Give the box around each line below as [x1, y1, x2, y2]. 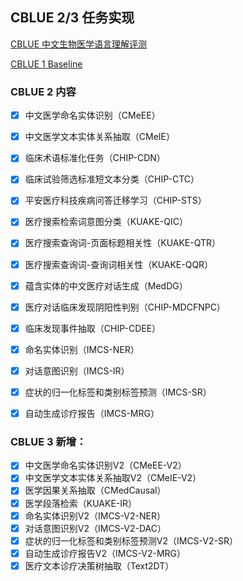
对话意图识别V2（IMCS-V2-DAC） [24, 522, 167, 534]
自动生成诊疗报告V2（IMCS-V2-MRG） [24, 547, 187, 559]
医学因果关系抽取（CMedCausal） [24, 484, 167, 497]
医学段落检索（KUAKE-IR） [24, 497, 138, 509]
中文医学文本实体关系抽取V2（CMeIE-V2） [24, 472, 202, 484]
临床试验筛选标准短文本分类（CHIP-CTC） [24, 173, 200, 185]
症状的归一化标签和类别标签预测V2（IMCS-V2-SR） [24, 534, 238, 547]
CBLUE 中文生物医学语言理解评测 [10, 38, 148, 50]
